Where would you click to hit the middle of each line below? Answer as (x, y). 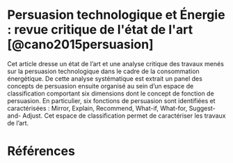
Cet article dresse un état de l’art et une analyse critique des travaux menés (116, 63)
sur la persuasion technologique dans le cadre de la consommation (103, 71)
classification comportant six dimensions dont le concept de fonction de (111, 93)
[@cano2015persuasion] (81, 45)
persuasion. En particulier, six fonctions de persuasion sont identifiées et (111, 100)
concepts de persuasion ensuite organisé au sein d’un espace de (101, 86)
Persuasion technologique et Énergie (116, 15)
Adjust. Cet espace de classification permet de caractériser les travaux (124, 116)
